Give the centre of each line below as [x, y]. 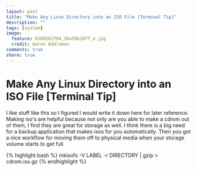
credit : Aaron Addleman [40, 45]
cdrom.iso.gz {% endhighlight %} [46, 161]
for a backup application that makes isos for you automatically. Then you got [98, 131]
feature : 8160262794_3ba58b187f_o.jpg [59, 39]
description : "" [26, 22]
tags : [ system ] [25, 28]
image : [14, 33]
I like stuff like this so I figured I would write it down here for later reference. [97, 112]
